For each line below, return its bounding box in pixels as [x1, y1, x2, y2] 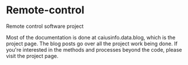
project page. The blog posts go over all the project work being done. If [6, 40, 178, 47]
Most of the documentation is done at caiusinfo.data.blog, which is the [6, 34, 176, 41]
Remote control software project [6, 23, 84, 30]
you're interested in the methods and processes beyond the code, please [6, 46, 182, 53]
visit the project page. [6, 52, 58, 59]
